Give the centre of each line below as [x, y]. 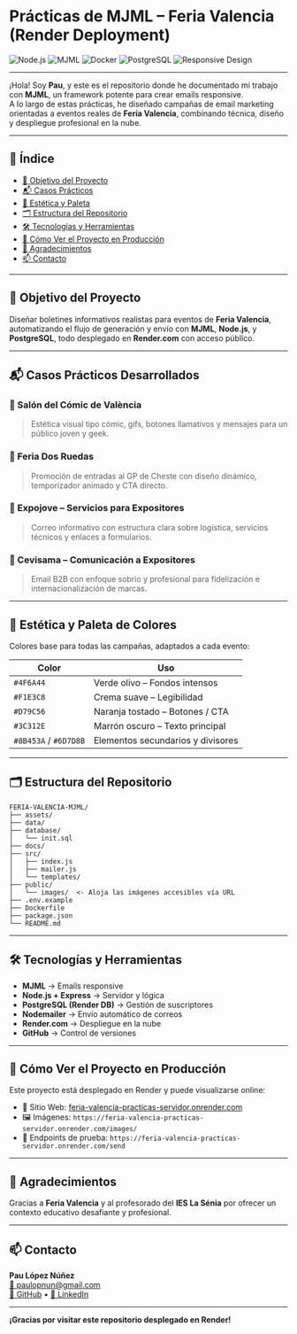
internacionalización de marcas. [89, 589]
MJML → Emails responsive [72, 986]
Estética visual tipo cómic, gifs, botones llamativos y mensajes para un [159, 424]
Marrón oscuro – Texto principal [160, 725]
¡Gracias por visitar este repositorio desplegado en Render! [120, 1320]
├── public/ [31, 884]
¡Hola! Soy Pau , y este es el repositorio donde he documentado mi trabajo [144, 85]
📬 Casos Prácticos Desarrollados [104, 375]
